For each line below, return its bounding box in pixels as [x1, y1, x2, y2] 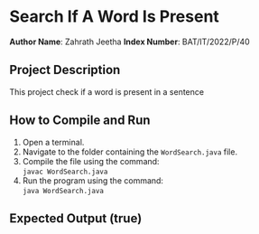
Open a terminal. [22, 136, 85, 147]
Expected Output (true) [9, 211, 143, 226]
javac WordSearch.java [22, 167, 108, 176]
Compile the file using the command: [22, 155, 160, 166]
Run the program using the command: [22, 174, 164, 186]
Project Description [9, 62, 121, 78]
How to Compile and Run [9, 113, 151, 128]
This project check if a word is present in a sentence [9, 86, 205, 97]
